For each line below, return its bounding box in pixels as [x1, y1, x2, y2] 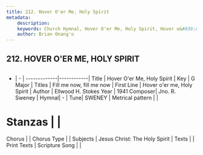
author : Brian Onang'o [17, 31, 74, 37]
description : [17, 20, 50, 26]
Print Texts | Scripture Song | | [6, 141, 82, 148]
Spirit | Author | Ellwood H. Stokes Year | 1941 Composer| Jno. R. [14, 87, 176, 95]
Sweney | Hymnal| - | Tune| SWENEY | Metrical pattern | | [14, 94, 159, 101]
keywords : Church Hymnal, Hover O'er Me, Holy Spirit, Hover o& [17, 25, 182, 32]
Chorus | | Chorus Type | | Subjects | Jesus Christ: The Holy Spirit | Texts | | [6, 135, 195, 142]
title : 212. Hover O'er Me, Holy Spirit [6, 8, 110, 15]
